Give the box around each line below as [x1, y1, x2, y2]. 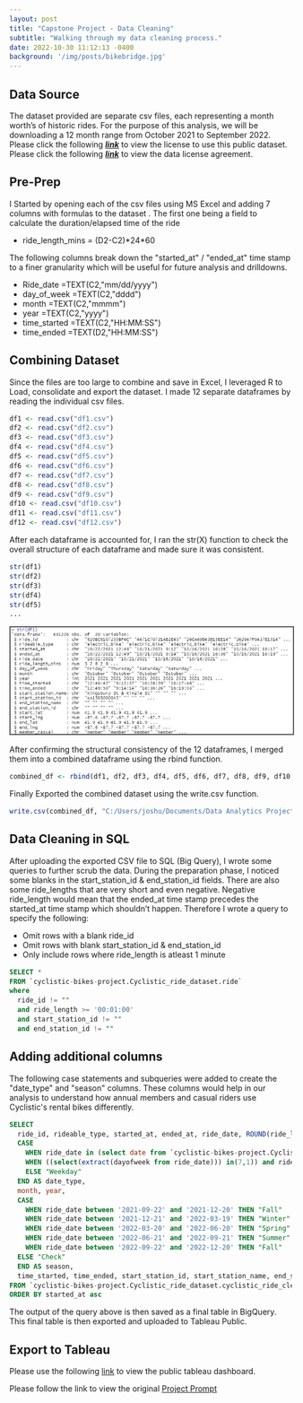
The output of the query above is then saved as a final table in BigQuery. [9, 1306, 277, 1318]
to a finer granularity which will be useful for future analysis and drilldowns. [9, 261, 288, 273]
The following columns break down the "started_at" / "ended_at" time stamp [9, 252, 291, 263]
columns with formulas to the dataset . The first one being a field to [9, 207, 258, 219]
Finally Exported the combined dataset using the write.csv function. [9, 789, 259, 799]
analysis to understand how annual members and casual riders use [9, 1092, 257, 1102]
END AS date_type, [17, 1176, 87, 1186]
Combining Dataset [9, 353, 119, 368]
